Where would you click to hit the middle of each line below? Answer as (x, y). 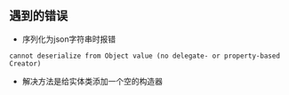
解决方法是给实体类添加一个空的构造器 (92, 81)
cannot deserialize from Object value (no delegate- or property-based (144, 56)
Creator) (25, 63)
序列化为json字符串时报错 (69, 39)
